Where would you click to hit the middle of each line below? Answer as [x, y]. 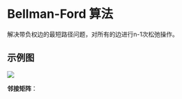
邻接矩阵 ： [22, 88]
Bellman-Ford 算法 [60, 14]
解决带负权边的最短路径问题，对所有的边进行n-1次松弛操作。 [93, 34]
